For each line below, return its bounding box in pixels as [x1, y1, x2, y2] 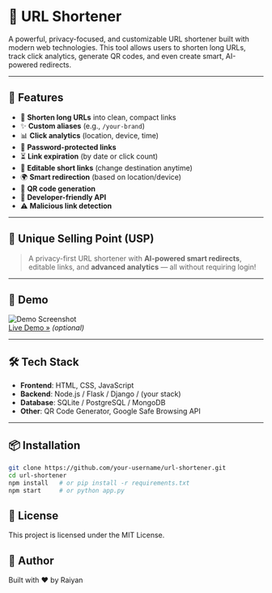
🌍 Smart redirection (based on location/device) [19, 172, 182, 181]
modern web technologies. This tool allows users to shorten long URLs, [8, 42, 246, 52]
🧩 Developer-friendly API [19, 192, 107, 201]
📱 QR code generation [19, 184, 96, 193]
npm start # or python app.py [8, 486, 125, 494]
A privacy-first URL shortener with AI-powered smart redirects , [28, 253, 242, 263]
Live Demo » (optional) [8, 323, 85, 333]
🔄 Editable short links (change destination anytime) [19, 163, 193, 172]
